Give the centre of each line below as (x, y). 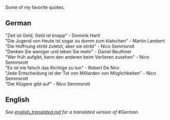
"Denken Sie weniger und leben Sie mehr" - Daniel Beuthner (68, 51)
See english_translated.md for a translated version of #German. (72, 112)
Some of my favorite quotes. (35, 7)
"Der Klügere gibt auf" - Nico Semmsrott (48, 84)
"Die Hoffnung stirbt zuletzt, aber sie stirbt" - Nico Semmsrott (70, 46)
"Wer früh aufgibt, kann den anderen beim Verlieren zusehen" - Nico (77, 57)
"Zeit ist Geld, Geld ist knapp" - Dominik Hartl (53, 35)
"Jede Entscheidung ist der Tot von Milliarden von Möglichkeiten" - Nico (81, 73)
